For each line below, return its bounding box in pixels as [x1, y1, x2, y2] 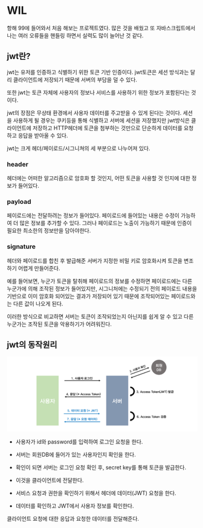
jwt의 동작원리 [7, 340, 57, 350]
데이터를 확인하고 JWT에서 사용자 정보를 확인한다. [15, 502, 134, 509]
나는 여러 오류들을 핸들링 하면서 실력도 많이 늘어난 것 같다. [7, 31, 144, 39]
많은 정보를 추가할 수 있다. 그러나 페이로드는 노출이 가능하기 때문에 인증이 [19, 220, 192, 227]
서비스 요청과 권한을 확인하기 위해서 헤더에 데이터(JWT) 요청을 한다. [15, 489, 177, 497]
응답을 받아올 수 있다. [18, 132, 68, 139]
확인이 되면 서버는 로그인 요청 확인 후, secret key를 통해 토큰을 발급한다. [15, 463, 187, 471]
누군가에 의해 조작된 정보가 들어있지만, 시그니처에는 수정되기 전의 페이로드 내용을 [7, 285, 198, 292]
